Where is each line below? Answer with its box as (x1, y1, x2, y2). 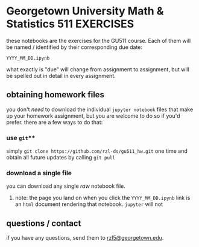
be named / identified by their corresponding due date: (6, 43, 143, 51)
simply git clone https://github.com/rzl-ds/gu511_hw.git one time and (6, 147, 188, 155)
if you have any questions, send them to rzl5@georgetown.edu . (6, 234, 164, 242)
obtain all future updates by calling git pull (6, 154, 116, 161)
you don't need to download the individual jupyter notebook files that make (6, 106, 194, 113)
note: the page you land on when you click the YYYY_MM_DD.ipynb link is (14, 194, 191, 202)
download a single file (6, 168, 72, 177)
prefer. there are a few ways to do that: (6, 118, 103, 126)
